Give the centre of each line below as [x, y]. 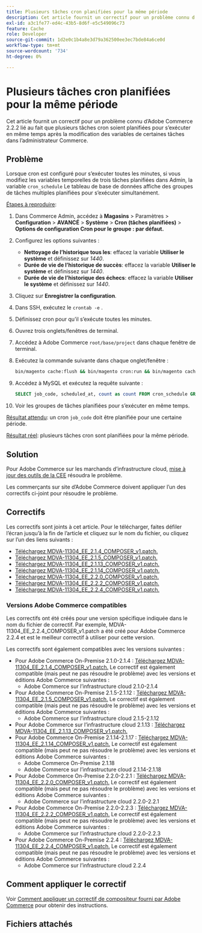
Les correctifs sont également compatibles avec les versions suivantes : [96, 649]
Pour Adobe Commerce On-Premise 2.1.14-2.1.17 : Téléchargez [92, 737]
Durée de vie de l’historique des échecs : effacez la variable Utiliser [109, 278]
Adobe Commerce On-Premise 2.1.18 [69, 763]
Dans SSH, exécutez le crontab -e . [59, 308]
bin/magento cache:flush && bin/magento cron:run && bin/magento [98, 372]
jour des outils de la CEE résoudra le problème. [64, 475]
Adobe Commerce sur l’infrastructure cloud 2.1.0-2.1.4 [91, 686]
